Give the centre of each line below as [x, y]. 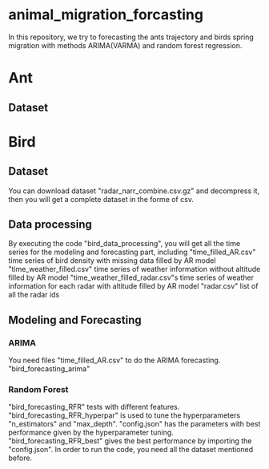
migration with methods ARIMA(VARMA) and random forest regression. [125, 45]
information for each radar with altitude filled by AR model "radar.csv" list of [133, 286]
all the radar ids [34, 295]
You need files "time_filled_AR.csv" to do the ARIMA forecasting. [114, 360]
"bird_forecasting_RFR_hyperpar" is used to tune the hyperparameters [124, 415]
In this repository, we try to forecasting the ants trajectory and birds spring [131, 37]
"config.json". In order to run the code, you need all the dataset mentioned [131, 450]
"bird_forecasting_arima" [49, 369]
